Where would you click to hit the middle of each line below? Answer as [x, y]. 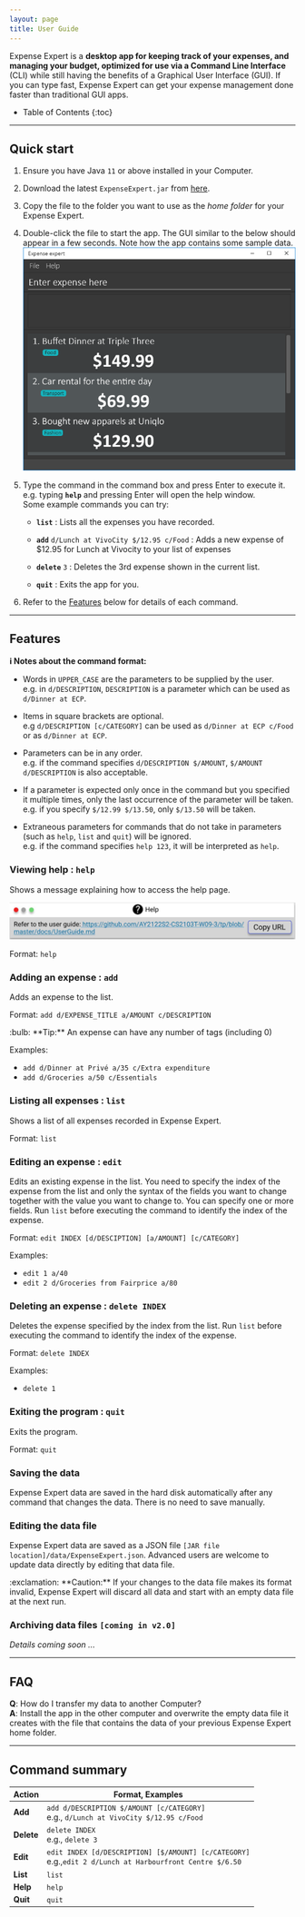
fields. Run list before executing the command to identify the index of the [148, 1210]
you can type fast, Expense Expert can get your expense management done [152, 84]
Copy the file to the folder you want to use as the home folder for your [153, 206]
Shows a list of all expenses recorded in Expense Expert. [116, 1121]
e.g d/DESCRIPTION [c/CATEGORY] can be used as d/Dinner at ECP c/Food [158, 726]
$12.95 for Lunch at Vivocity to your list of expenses [133, 548]
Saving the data [44, 1473]
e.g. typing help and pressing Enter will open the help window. [139, 494]
